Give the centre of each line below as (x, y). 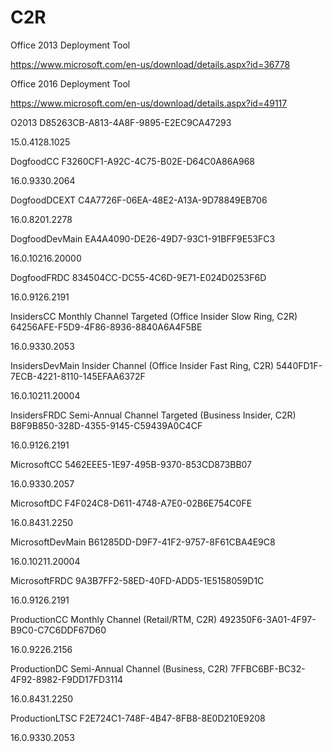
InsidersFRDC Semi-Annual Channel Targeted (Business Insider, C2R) (153, 415)
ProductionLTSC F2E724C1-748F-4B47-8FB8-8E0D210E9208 (138, 718)
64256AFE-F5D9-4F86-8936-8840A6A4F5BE (106, 327)
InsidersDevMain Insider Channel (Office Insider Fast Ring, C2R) (142, 365)
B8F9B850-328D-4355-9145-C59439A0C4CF (106, 425)
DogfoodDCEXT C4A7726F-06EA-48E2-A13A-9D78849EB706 (139, 200)
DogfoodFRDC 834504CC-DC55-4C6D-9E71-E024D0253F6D (138, 277)
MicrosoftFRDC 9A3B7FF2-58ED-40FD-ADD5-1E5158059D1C (137, 580)
